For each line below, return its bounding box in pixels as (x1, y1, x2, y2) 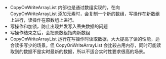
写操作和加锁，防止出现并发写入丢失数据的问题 (10, 23, 108, 29)
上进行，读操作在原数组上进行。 (10, 17, 77, 23)
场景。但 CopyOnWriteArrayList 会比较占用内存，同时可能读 (36, 42, 161, 48)
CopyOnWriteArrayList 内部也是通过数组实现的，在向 (10, 5, 120, 10)
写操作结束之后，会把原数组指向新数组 (10, 30, 90, 35)
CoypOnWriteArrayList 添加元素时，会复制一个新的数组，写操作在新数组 (10, 11, 160, 17)
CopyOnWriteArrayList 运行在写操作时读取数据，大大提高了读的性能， (10, 36, 156, 42)
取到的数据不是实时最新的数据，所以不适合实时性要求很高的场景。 (10, 48, 148, 54)
